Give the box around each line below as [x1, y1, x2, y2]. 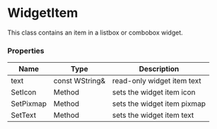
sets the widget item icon [112, 87, 196, 97]
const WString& [53, 76, 106, 86]
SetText [11, 111, 37, 121]
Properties [7, 46, 45, 56]
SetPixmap [11, 99, 47, 109]
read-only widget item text [112, 76, 201, 86]
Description [139, 64, 180, 74]
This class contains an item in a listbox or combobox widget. [7, 28, 184, 37]
